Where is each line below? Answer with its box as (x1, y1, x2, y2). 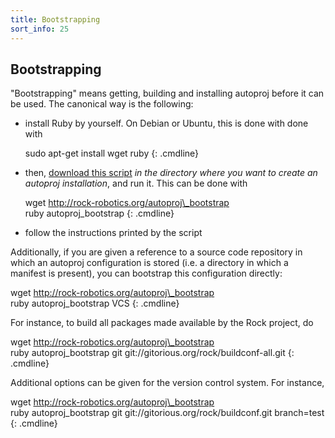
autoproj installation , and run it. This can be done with (24, 177, 248, 190)
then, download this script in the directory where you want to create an (24, 167, 318, 179)
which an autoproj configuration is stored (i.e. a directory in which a (10, 257, 289, 269)
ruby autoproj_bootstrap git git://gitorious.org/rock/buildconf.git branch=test (10, 407, 325, 419)
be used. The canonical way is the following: (10, 98, 194, 110)
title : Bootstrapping (10, 14, 101, 25)
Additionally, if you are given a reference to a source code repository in (10, 246, 303, 258)
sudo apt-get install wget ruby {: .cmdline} (24, 147, 200, 160)
